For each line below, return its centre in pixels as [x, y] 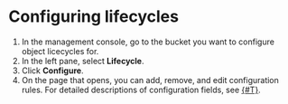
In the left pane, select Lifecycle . [83, 61]
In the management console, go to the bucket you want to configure [148, 42]
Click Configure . [52, 71]
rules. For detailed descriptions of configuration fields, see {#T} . [141, 90]
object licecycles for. [60, 51]
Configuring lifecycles [94, 17]
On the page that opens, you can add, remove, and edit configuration [150, 80]
